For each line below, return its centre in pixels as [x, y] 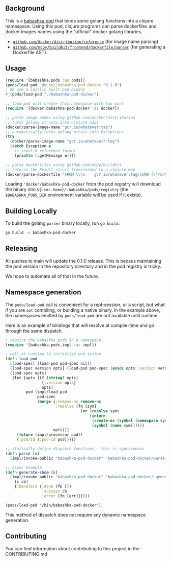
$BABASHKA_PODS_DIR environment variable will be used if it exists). [74, 195]
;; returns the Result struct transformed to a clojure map [70, 170]
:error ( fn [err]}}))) [66, 496]
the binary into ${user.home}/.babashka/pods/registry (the [67, 190]
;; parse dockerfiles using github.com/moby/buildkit [64, 165]
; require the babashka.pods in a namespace [53, 340]
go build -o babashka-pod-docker [41, 233]
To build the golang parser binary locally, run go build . [63, 223]
